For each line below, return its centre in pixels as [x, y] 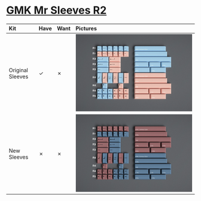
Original [19, 70]
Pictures [86, 29]
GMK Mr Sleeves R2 [57, 10]
